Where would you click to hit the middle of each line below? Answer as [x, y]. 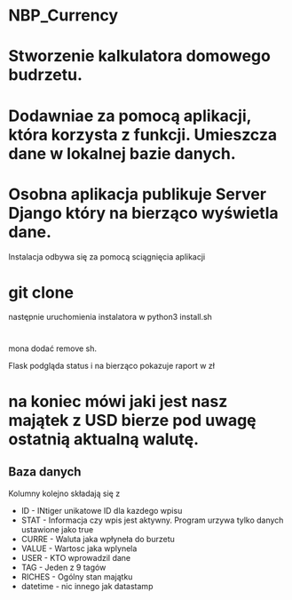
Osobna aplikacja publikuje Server [138, 194]
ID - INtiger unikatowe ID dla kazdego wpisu [102, 510]
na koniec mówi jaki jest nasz [118, 401]
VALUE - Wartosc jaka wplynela [79, 548]
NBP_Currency [63, 16]
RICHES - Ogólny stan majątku [77, 576]
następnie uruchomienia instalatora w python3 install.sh [110, 317]
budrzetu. [46, 75]
